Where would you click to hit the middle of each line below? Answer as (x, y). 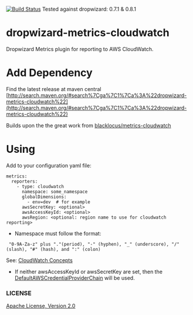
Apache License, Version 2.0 (41, 306)
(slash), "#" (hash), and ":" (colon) (53, 249)
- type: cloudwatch (40, 186)
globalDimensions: (44, 197)
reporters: (25, 181)
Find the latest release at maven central (54, 89)
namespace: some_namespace (55, 192)
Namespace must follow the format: (58, 233)
